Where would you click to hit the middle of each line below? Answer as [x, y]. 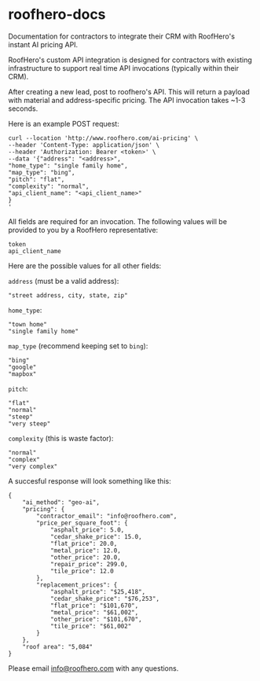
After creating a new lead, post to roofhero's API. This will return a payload [129, 91]
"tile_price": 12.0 [82, 571]
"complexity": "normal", [49, 186]
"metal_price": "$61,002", [94, 612]
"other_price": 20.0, [86, 557]
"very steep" [29, 423]
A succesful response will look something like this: [90, 480]
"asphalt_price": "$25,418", [98, 591]
